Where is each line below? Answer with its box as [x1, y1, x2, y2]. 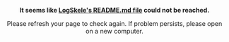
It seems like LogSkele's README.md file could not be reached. [19, 6, 210, 14]
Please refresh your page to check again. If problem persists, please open [6, 20, 223, 27]
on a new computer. [85, 27, 144, 35]
